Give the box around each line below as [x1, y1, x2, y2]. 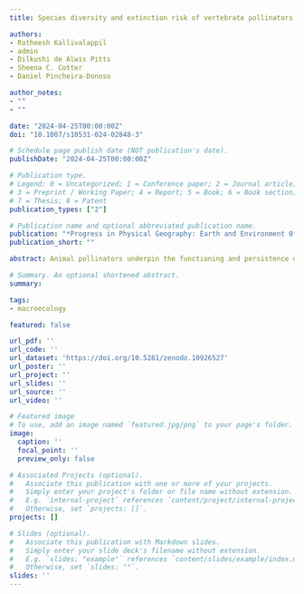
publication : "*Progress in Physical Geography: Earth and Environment [9, 229, 285, 239]
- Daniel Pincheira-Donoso [9, 72, 111, 82]
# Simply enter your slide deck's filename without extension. [9, 546, 261, 555]
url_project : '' [9, 370, 71, 379]
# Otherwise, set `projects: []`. [9, 504, 147, 513]
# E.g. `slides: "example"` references [9, 554, 168, 563]
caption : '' [17, 437, 63, 446]
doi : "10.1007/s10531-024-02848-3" [9, 130, 144, 139]
